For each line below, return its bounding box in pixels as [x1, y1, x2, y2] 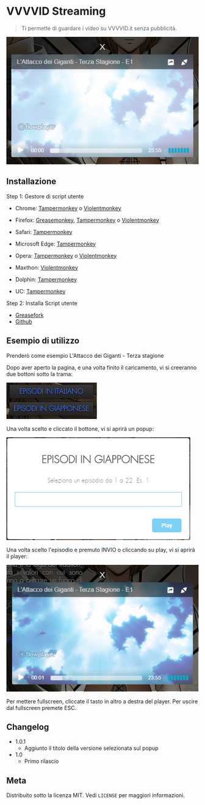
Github [15, 317, 32, 325]
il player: [6, 553, 28, 560]
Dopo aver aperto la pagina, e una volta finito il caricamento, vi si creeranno [6, 363, 197, 371]
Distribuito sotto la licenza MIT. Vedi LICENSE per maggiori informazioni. [6, 792, 185, 799]
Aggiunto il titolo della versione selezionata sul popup [24, 744, 159, 752]
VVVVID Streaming [6, 4, 106, 18]
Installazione [6, 176, 57, 187]
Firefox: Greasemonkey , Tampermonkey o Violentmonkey [15, 216, 160, 224]
